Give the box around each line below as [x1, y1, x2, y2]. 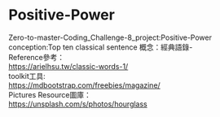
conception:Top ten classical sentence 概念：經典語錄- [8, 42, 193, 52]
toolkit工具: [8, 71, 46, 80]
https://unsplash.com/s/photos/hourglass [8, 99, 148, 109]
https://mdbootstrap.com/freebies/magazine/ [8, 80, 161, 90]
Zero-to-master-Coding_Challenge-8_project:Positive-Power [8, 32, 212, 42]
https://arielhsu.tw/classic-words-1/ [8, 61, 129, 71]
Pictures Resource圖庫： [8, 89, 91, 99]
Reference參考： [8, 52, 65, 62]
